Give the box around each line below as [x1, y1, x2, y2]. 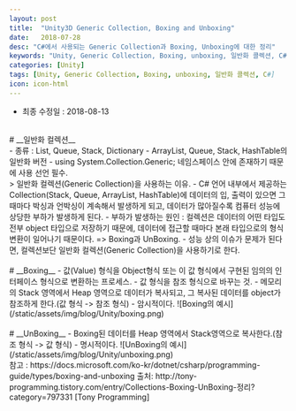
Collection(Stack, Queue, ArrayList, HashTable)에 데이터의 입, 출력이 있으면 [9, 189, 277, 200]
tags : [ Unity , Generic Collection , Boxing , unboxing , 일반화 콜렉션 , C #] [9, 71, 276, 80]
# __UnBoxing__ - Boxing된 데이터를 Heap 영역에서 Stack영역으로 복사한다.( [9, 328, 276, 339]
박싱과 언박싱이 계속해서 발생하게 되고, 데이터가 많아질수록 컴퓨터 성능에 [32, 200, 281, 211]
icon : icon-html [9, 80, 69, 88]
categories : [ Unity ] [9, 61, 86, 70]
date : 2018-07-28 [9, 33, 81, 42]
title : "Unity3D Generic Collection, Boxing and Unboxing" [9, 23, 236, 33]
